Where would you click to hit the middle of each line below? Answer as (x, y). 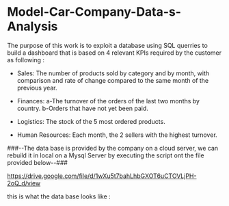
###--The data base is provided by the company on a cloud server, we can (113, 148)
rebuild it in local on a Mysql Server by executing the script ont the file (106, 155)
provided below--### (38, 162)
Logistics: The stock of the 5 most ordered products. (91, 121)
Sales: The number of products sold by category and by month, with (113, 73)
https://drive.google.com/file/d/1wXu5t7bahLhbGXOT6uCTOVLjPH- (102, 176)
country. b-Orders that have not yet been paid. (83, 108)
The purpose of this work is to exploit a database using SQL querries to (108, 45)
